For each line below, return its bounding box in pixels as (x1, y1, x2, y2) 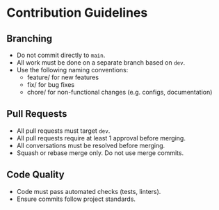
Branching (6, 33, 53, 45)
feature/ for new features (26, 73, 99, 81)
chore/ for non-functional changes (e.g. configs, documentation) (26, 88, 213, 96)
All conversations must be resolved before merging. (16, 141, 165, 150)
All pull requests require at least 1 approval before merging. (16, 134, 186, 142)
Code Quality (6, 169, 65, 181)
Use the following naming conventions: (16, 66, 129, 74)
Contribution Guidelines (6, 5, 148, 21)
